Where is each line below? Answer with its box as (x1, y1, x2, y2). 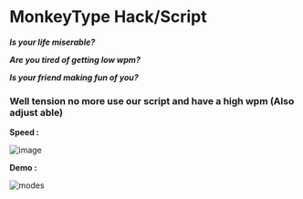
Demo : (9, 162, 37, 173)
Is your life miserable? (9, 37, 96, 47)
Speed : (9, 127, 39, 138)
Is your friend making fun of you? (9, 71, 139, 83)
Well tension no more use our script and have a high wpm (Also (9, 94, 295, 107)
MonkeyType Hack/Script (9, 6, 207, 27)
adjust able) (9, 106, 64, 119)
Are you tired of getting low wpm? (9, 54, 141, 65)
